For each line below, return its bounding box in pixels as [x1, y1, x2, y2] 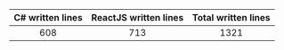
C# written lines [13, 12, 83, 23]
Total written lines [191, 12, 271, 23]
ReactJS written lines [91, 12, 184, 23]
